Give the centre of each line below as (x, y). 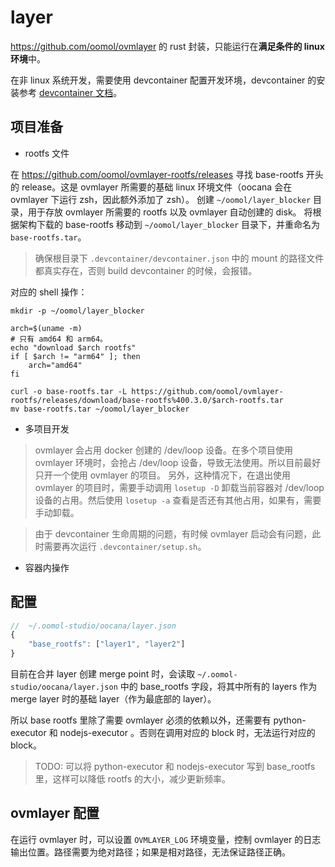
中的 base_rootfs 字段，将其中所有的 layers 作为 (218, 687)
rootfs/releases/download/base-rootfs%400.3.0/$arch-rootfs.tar (147, 400)
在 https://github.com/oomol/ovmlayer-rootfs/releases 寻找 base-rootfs (157, 174)
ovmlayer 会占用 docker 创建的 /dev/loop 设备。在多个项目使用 (163, 450)
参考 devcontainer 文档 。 (70, 92)
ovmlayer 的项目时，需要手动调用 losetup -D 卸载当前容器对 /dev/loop (179, 487)
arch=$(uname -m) (46, 328)
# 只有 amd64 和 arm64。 (59, 339)
